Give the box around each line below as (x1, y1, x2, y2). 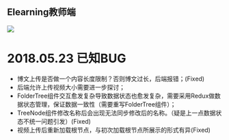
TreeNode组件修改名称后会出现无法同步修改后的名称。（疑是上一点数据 (16, 109, 217, 117)
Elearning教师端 (7, 6, 77, 18)
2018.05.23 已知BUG (7, 51, 126, 66)
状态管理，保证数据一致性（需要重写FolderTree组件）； (23, 100, 176, 108)
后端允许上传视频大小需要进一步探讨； (16, 83, 125, 91)
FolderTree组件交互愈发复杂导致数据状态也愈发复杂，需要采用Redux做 (16, 92, 215, 100)
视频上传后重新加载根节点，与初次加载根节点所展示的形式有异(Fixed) (16, 126, 211, 134)
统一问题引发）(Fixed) (29, 117, 91, 125)
